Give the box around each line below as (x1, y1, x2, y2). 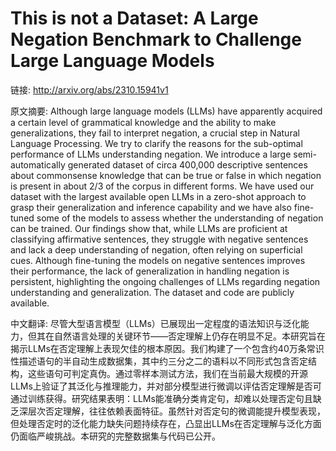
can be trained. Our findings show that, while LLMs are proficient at (10, 222, 288, 234)
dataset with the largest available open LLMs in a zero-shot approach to (10, 190, 307, 202)
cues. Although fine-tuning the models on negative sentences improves (10, 254, 306, 266)
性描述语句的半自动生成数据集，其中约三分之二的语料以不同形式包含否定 (10, 355, 308, 367)
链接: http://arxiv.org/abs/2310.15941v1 (10, 83, 169, 96)
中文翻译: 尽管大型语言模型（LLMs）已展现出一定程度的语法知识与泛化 (10, 317, 301, 329)
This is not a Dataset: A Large (10, 7, 259, 30)
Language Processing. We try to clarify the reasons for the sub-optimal (10, 137, 303, 149)
